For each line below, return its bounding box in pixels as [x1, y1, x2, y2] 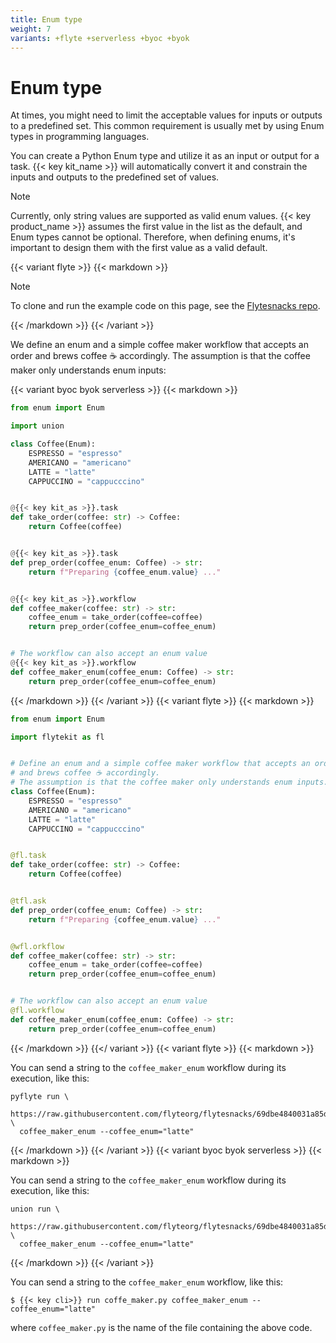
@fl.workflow [10, 1006, 65, 1016]
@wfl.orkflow [10, 941, 65, 951]
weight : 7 [10, 24, 52, 34]
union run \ [10, 1204, 60, 1214]
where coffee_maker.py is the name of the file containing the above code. [10, 1321, 313, 1333]
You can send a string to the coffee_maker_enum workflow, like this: [10, 1276, 284, 1288]
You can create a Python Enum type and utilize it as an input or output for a [10, 150, 320, 162]
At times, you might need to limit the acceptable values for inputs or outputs [10, 109, 323, 121]
